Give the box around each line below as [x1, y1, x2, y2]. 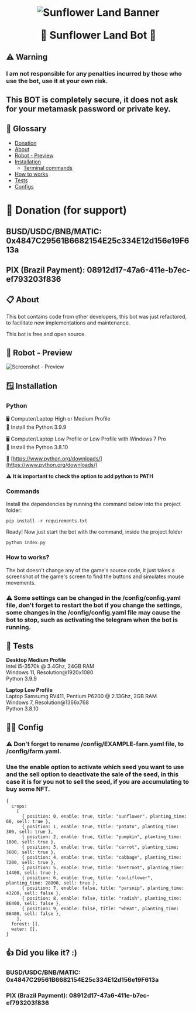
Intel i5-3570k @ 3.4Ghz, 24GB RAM [6, 662, 95, 670]
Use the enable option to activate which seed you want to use [6, 763, 184, 771]
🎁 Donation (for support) [6, 203, 127, 217]
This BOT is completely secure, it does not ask [6, 94, 178, 105]
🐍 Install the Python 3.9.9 [6, 423, 67, 431]
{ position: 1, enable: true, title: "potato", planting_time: [21, 824, 180, 829]
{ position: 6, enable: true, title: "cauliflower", [21, 875, 153, 881]
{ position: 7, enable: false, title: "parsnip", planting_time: [21, 885, 184, 891]
